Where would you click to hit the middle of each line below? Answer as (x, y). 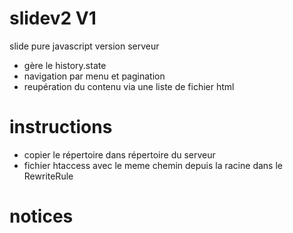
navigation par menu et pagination (94, 76)
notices (41, 216)
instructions (61, 127)
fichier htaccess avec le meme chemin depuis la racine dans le (153, 165)
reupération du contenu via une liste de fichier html (129, 86)
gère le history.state (65, 65)
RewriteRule (48, 176)
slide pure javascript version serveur (84, 46)
